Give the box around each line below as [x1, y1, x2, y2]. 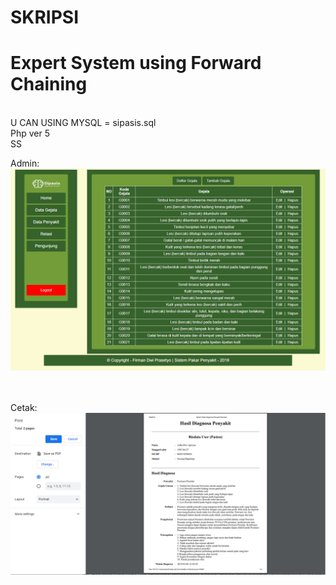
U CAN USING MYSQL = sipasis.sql [10, 117, 157, 129]
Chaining [10, 73, 88, 96]
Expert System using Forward [10, 52, 262, 75]
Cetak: [10, 402, 38, 413]
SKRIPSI [10, 6, 80, 29]
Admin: [10, 157, 40, 170]
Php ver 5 [10, 127, 50, 140]
